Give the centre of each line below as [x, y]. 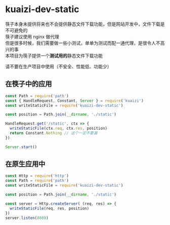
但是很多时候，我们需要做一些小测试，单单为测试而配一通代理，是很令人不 [83, 43]
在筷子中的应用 [29, 84]
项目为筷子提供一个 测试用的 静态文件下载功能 [56, 55]
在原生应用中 [25, 164]
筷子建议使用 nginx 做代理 [32, 36]
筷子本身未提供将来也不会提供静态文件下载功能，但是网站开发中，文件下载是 [85, 24]
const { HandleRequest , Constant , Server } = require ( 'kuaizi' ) [74, 101]
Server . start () [21, 147]
